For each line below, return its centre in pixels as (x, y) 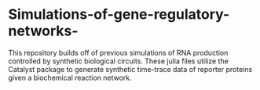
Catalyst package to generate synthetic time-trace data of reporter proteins (130, 69)
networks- (43, 31)
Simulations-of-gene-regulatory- (119, 14)
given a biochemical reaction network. (70, 77)
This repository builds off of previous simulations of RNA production (118, 52)
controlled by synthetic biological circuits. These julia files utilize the (119, 61)
